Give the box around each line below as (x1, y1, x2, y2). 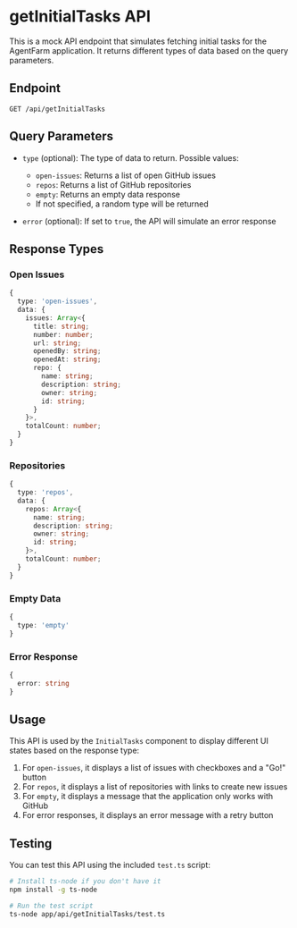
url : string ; (32, 338, 82, 348)
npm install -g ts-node (9, 885, 98, 895)
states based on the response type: (9, 745, 140, 756)
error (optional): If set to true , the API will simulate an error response (21, 215, 276, 226)
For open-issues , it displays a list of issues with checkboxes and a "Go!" (21, 763, 286, 773)
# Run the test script (9, 901, 94, 910)
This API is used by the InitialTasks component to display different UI (9, 736, 269, 747)
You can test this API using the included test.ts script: (9, 860, 211, 871)
